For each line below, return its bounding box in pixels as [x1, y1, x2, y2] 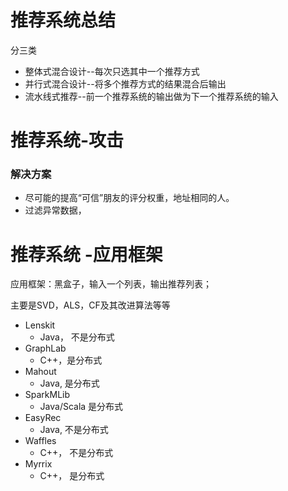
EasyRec [24, 412, 62, 424]
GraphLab [24, 342, 67, 355]
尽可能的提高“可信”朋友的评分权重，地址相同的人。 [24, 192, 235, 204]
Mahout [24, 366, 57, 378]
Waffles [24, 435, 57, 447]
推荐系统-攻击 [10, 129, 125, 152]
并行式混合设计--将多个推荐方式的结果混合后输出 [24, 77, 227, 90]
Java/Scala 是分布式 [39, 401, 124, 413]
